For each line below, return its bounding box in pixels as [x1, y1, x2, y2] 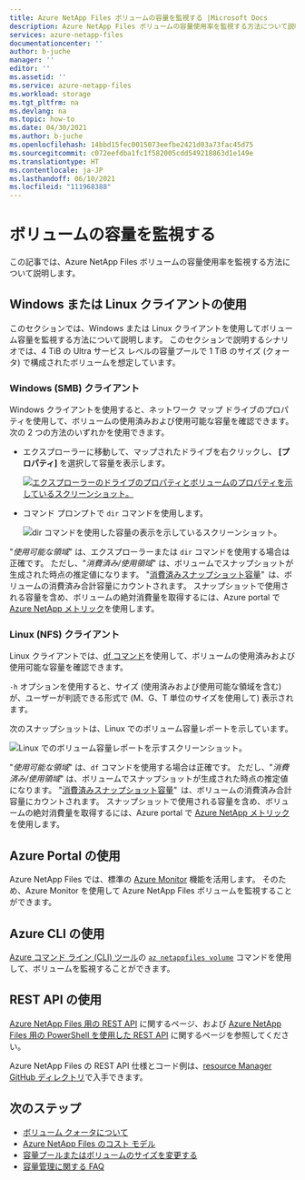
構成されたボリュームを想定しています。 [30, 357, 181, 368]
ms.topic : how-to [9, 115, 75, 124]
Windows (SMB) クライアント [9, 381, 141, 394]
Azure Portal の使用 [9, 848, 121, 863]
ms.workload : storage [9, 89, 92, 98]
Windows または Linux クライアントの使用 [9, 297, 247, 312]
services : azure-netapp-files [9, 30, 124, 39]
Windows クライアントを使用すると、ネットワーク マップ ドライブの [9, 404, 265, 415]
